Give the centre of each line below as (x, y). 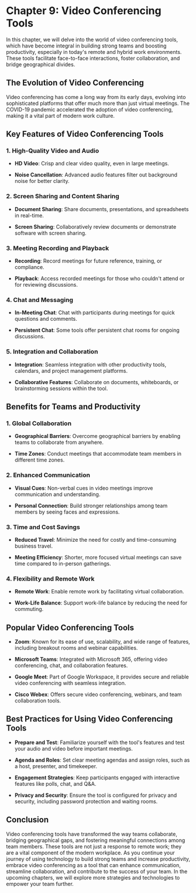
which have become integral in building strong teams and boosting (86, 46)
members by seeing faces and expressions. (67, 512)
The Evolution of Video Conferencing (75, 83)
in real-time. (29, 215)
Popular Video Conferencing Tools (70, 628)
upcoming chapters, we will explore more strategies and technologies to (93, 877)
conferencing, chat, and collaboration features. (71, 665)
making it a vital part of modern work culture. (61, 116)
